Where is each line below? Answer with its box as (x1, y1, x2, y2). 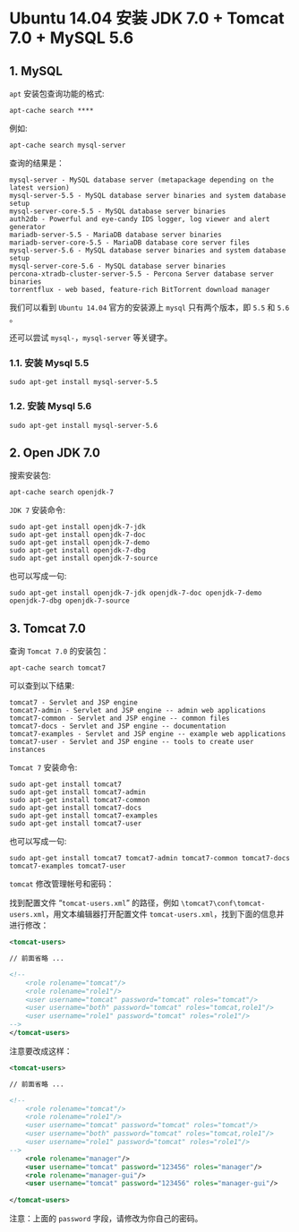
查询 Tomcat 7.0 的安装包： (9, 646, 109, 656)
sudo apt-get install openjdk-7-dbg (9, 546, 146, 555)
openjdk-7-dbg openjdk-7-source (9, 596, 130, 605)
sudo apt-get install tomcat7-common (9, 796, 150, 805)
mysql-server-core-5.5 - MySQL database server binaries (9, 207, 226, 216)
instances (9, 745, 47, 755)
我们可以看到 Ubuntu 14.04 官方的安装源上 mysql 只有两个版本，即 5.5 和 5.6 (9, 302, 290, 312)
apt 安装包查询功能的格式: (9, 89, 105, 98)
